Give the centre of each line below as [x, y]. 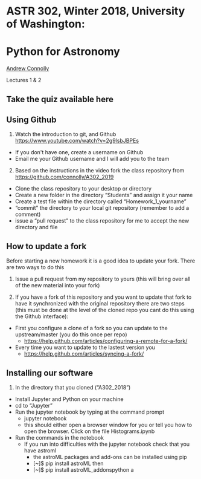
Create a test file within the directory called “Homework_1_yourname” [101, 201]
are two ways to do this [35, 267]
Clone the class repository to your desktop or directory [83, 189]
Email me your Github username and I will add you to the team [92, 159]
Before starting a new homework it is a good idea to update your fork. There [101, 261]
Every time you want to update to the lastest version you [85, 347]
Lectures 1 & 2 [24, 80]
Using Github [31, 119]
